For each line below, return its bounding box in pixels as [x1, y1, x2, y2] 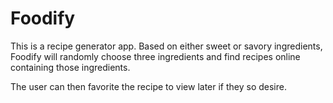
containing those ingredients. [10, 61, 131, 73]
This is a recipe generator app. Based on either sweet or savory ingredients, [10, 40, 323, 52]
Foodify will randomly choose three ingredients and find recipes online [10, 50, 301, 62]
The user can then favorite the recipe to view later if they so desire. [10, 80, 287, 92]
